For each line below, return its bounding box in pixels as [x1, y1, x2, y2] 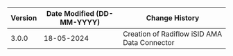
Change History [146, 13, 200, 23]
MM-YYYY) [60, 17, 101, 27]
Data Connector [122, 38, 175, 47]
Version [10, 13, 37, 23]
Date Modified [46, 9, 95, 18]
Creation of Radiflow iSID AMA [122, 29, 223, 39]
